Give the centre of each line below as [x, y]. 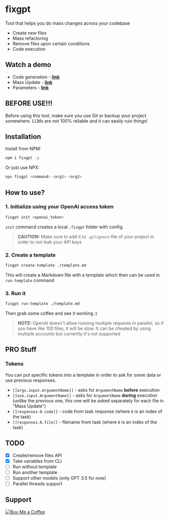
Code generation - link [36, 77]
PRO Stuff [21, 350]
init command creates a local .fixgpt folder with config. [65, 227]
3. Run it [16, 293]
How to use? [25, 192]
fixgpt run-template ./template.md [43, 304]
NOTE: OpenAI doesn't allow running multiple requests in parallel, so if [91, 323]
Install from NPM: [23, 149]
